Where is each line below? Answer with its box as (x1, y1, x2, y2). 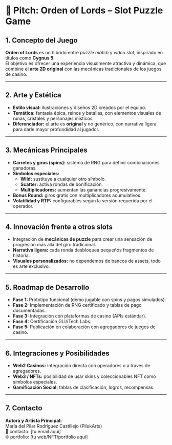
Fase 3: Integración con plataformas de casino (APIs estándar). (12, 313, 147, 319)
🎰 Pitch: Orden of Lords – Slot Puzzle (5, 5, 163, 16)
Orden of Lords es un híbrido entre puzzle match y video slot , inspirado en (5, 50, 163, 55)
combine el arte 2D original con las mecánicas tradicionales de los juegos (5, 66, 162, 72)
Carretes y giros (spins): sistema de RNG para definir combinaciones (12, 159, 160, 165)
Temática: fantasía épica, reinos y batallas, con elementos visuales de (12, 110, 161, 116)
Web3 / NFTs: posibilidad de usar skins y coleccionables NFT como (12, 373, 156, 379)
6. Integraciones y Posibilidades (5, 349, 110, 357)
